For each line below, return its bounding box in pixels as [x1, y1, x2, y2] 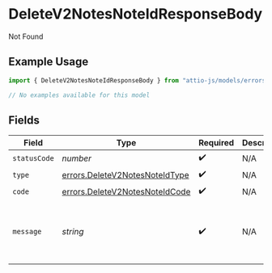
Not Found [8, 31, 44, 41]
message [12, 227, 42, 237]
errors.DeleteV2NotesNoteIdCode [62, 186, 191, 197]
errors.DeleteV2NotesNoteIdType [62, 169, 189, 180]
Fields [8, 113, 40, 127]
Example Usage [8, 55, 89, 69]
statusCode [12, 153, 54, 162]
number [62, 153, 91, 164]
